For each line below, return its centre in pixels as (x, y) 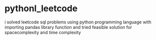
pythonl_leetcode (41, 9)
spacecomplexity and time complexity (43, 32)
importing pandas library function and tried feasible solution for (68, 27)
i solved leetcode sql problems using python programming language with (78, 22)
